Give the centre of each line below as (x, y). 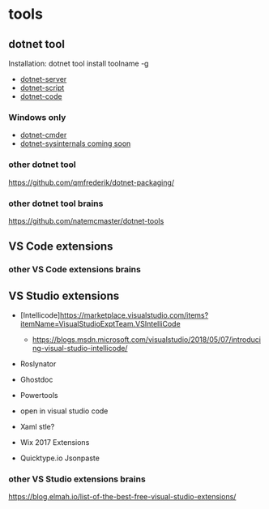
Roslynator (38, 364)
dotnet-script (42, 88)
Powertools (39, 396)
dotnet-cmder (43, 135)
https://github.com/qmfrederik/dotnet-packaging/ (92, 182)
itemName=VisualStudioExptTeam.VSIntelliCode (100, 324)
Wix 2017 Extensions (55, 443)
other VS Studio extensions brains (77, 479)
